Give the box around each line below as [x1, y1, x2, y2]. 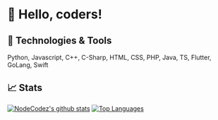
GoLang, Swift [7, 61, 49, 69]
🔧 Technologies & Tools [7, 35, 112, 47]
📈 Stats [7, 82, 43, 94]
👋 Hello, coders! [7, 6, 102, 23]
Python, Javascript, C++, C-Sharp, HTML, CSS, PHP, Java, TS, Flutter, [7, 53, 212, 61]
